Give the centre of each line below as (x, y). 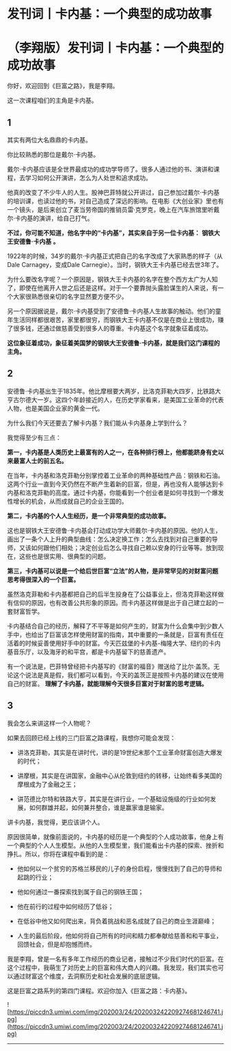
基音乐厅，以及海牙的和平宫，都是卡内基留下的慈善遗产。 (88, 652)
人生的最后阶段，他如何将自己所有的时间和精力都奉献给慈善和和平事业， (119, 935)
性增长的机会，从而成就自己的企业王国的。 (67, 501)
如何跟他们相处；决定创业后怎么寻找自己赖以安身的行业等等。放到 (124, 547)
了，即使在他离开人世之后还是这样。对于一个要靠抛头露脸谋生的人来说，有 (112, 288)
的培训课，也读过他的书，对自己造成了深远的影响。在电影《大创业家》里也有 (115, 201)
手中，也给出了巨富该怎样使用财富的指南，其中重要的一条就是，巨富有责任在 (115, 635)
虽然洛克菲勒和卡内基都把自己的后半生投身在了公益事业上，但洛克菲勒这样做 (115, 594)
